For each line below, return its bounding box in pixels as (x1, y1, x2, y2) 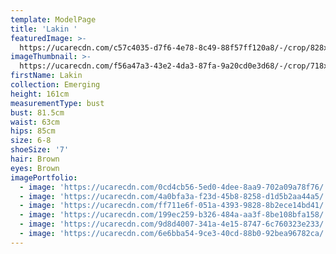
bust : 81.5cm (10, 107, 65, 118)
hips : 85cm (10, 126, 56, 136)
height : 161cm (10, 89, 70, 99)
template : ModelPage (10, 14, 97, 25)
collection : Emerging (10, 80, 101, 90)
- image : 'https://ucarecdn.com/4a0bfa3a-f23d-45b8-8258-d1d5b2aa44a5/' (19, 191, 329, 201)
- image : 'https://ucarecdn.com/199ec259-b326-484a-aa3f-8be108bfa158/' (19, 210, 329, 220)
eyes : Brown (10, 163, 60, 173)
